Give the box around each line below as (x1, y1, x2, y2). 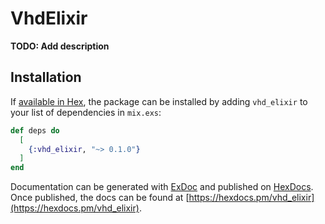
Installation (10, 69, 82, 86)
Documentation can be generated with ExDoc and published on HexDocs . (10, 181, 314, 193)
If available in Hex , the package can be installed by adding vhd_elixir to (10, 95, 308, 107)
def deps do (10, 125, 60, 136)
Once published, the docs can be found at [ (10, 192, 190, 204)
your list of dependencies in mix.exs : (10, 106, 162, 118)
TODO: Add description (10, 40, 110, 52)
